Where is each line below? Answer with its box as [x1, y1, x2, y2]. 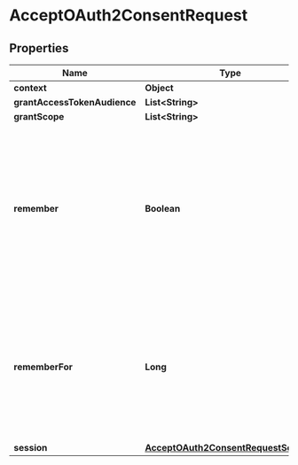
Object [145, 81, 175, 94]
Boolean [145, 203, 181, 214]
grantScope [13, 111, 65, 122]
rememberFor [13, 360, 74, 373]
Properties [9, 41, 69, 56]
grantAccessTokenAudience [13, 97, 137, 108]
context [13, 81, 47, 94]
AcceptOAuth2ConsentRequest [9, 5, 248, 26]
